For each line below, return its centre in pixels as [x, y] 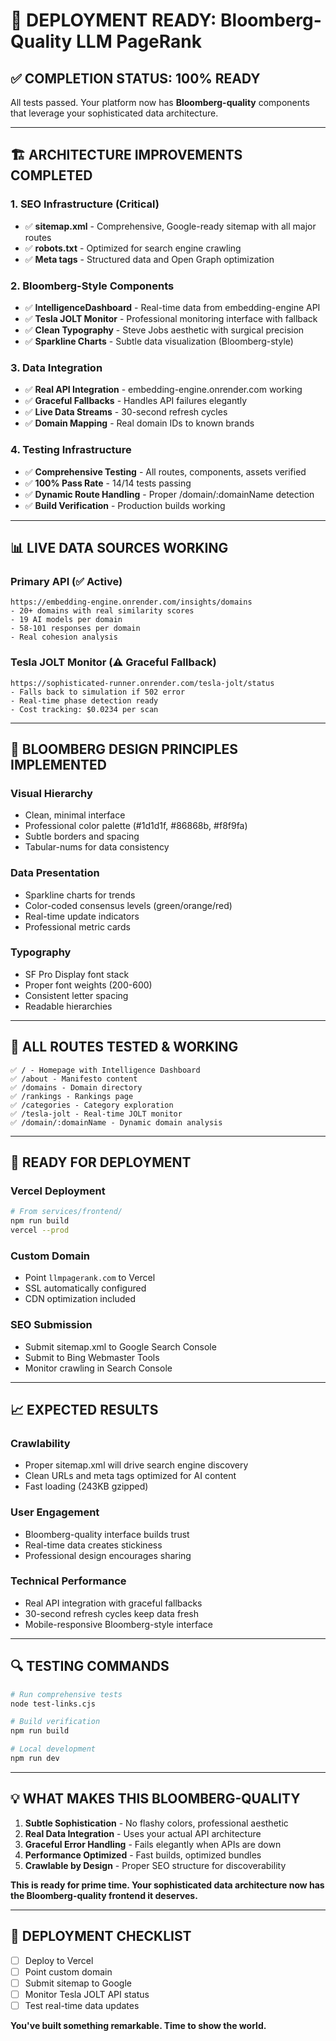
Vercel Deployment [58, 1191]
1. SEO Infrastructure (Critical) [85, 204]
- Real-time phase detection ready [84, 700]
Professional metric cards [77, 926]
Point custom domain [68, 1971]
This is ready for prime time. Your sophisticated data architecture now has [167, 1885]
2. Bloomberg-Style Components [92, 286]
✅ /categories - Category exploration [92, 1105]
